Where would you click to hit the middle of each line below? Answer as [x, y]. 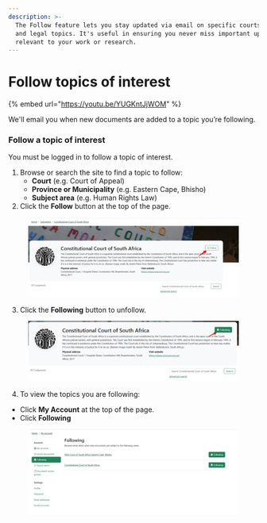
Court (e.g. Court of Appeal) [78, 181]
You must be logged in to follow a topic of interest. [91, 157]
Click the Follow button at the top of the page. [95, 206]
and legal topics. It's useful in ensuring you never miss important [133, 33]
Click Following [45, 417]
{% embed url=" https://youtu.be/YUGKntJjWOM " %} [95, 104]
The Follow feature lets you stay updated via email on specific [126, 25]
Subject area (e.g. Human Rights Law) [94, 198]
